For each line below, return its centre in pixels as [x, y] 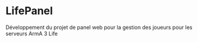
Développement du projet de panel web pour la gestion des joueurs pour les [99, 27]
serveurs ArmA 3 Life [32, 33]
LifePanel [29, 11]
